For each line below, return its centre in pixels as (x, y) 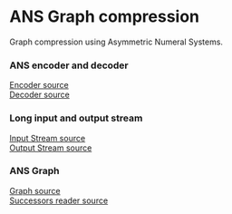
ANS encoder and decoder (69, 65)
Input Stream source (48, 138)
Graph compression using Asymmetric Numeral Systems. (116, 42)
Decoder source (39, 95)
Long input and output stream (76, 118)
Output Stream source (51, 148)
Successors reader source (59, 200)
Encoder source (39, 85)
